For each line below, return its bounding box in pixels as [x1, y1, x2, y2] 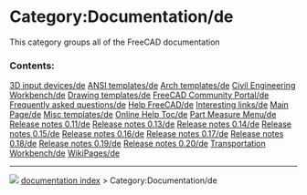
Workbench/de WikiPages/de [9, 148, 121, 159]
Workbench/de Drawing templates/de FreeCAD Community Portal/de [9, 89, 270, 101]
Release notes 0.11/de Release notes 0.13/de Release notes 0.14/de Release [9, 118, 292, 129]
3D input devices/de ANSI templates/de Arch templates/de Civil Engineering [9, 80, 296, 91]
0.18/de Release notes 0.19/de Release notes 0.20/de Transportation [9, 139, 267, 149]
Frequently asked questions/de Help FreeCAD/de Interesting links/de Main [9, 99, 290, 110]
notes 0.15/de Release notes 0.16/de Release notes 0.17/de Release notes [9, 128, 284, 139]
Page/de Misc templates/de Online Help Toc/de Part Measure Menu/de [9, 109, 277, 120]
